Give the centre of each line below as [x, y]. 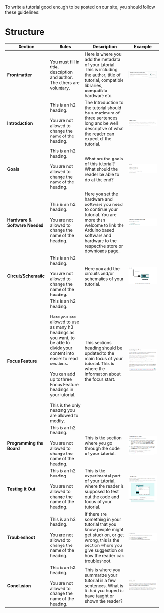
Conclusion [19, 586]
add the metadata [102, 59]
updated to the [100, 353]
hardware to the [101, 241]
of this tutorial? [100, 164]
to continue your [101, 209]
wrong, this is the [102, 540]
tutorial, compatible [104, 80]
